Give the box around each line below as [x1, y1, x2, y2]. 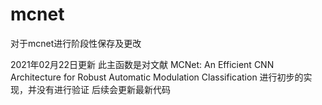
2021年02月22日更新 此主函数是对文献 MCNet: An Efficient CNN [10, 58, 275, 70]
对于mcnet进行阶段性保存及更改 [10, 37, 142, 49]
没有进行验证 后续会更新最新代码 [36, 83, 171, 95]
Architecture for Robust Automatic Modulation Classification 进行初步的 [10, 71, 304, 83]
